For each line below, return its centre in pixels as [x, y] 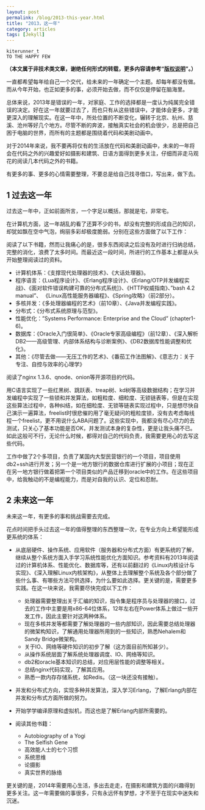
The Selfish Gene [46, 742]
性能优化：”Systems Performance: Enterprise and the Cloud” [92, 318]
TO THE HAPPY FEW [28, 57]
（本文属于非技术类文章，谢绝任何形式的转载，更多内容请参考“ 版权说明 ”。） [102, 69]
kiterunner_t [23, 52]
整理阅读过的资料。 [41, 259]
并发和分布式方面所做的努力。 [52, 697]
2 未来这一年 [30, 500]
